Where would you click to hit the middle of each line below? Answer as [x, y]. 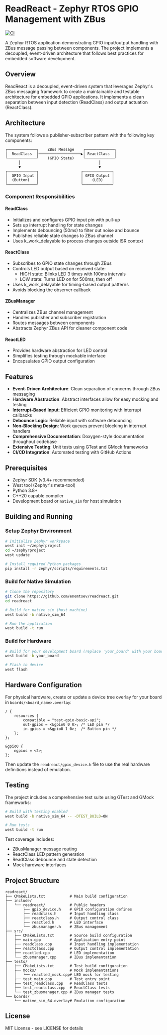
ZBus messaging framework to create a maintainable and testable [73, 91]
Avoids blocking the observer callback [51, 290]
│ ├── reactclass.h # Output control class [62, 918]
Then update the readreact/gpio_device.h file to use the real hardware [78, 764]
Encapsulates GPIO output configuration [54, 361]
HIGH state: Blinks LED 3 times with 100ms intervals [73, 274]
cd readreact [19, 601]
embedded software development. [41, 58]
